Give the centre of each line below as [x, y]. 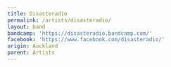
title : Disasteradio [38, 14]
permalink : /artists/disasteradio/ [59, 20]
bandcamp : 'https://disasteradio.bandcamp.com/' [80, 33]
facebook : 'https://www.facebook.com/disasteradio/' [86, 40]
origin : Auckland [33, 46]
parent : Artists [31, 53]
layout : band [26, 27]
